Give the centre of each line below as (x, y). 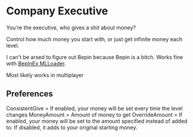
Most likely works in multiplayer (45, 75)
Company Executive (57, 11)
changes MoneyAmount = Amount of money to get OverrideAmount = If (94, 114)
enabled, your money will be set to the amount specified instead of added (97, 121)
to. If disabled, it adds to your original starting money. (72, 127)
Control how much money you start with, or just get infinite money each (94, 39)
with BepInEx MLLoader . (36, 63)
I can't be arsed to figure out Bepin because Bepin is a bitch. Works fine (95, 57)
